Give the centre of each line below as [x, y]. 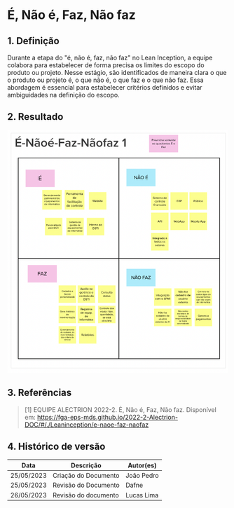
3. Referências [40, 393]
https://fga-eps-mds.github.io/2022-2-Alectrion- [108, 417]
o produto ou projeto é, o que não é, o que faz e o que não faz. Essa [106, 80]
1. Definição [33, 41]
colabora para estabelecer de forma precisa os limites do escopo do [106, 65]
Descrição [86, 465]
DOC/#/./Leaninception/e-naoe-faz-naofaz [87, 425]
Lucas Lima [142, 495]
